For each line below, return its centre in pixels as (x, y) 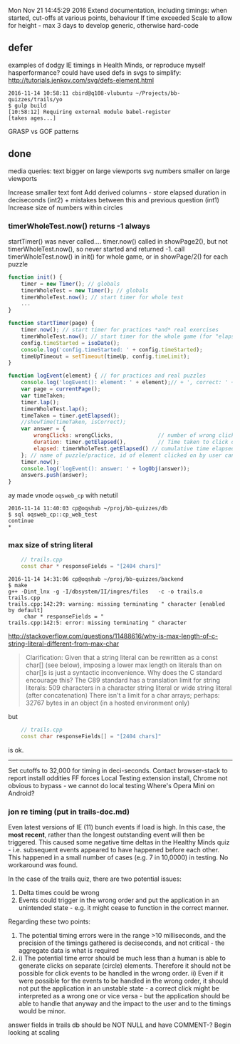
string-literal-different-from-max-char (64, 644)
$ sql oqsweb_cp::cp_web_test (53, 515)
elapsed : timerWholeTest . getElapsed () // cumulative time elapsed (134, 448)
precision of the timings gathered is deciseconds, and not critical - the (121, 943)
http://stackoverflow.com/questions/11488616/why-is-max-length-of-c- (113, 636)
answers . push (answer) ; (54, 475)
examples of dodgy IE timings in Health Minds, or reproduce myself (107, 65)
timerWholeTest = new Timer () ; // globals (85, 290)
